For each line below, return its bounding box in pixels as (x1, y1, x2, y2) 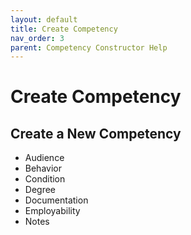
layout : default (10, 14, 78, 25)
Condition (24, 173, 66, 185)
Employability (24, 205, 81, 217)
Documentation (24, 194, 89, 206)
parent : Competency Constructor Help (10, 42, 168, 53)
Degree (24, 184, 57, 196)
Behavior (24, 162, 62, 175)
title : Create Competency (10, 24, 118, 34)
